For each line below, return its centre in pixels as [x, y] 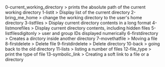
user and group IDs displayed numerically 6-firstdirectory [100, 33]
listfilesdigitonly [21, 33]
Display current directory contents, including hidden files [93, 28]
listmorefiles [18, 28]
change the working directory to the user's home [92, 17]
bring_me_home [21, 17]
